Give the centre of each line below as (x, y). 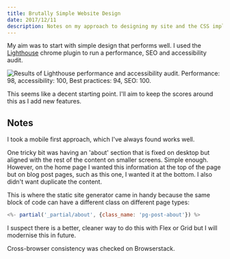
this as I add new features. (44, 101)
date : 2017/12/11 (32, 20)
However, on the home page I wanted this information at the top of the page (114, 167)
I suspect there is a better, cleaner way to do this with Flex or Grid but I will (112, 228)
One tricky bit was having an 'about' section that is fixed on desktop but (108, 153)
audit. (15, 60)
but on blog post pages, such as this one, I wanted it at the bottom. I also (110, 175)
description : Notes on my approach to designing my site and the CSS (108, 26)
